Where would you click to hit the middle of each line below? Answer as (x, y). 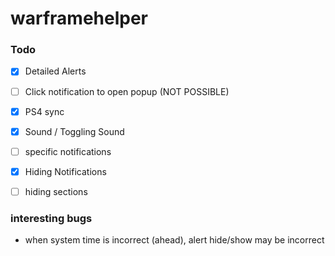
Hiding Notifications (65, 171)
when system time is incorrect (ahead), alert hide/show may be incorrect (174, 240)
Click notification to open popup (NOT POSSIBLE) (127, 91)
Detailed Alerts (55, 71)
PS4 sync (44, 111)
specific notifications (68, 151)
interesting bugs (51, 218)
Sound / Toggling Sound (74, 131)
